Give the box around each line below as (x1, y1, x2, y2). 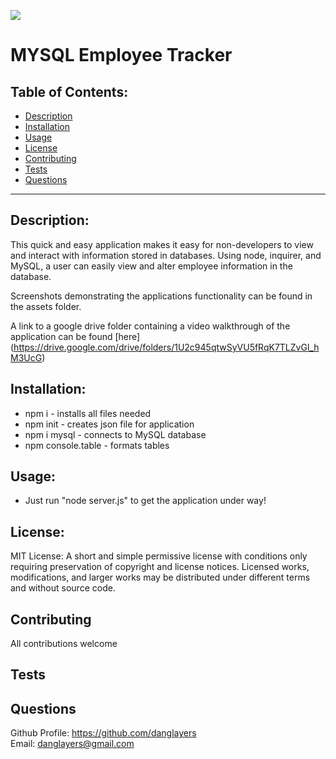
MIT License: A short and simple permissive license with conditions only (10, 550, 308, 562)
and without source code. (10, 582, 116, 594)
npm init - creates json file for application (24, 418, 195, 430)
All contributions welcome (10, 638, 118, 650)
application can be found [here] (10, 330, 141, 342)
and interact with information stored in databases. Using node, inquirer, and (10, 249, 322, 261)
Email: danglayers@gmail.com (10, 738, 135, 750)
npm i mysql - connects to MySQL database (24, 428, 207, 440)
